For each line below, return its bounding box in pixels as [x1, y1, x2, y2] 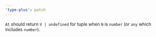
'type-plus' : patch [5, 7, 46, 12]
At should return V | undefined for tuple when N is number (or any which [5, 21, 151, 27]
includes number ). [5, 26, 40, 32]
